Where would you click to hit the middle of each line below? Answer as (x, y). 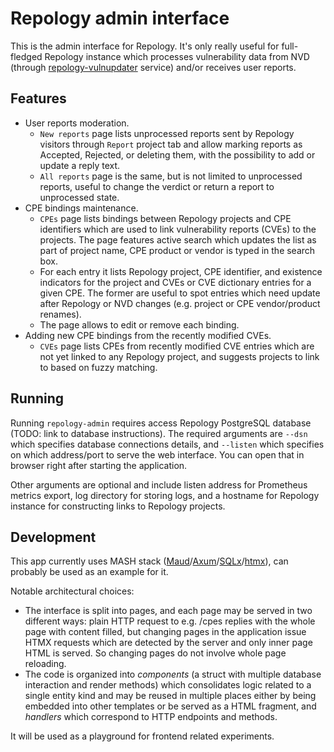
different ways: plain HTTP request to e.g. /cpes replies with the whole (170, 621)
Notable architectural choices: (72, 591)
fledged (26, 56)
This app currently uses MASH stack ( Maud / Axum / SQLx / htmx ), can (149, 561)
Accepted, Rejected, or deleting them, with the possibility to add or (177, 154)
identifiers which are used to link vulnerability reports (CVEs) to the (178, 229)
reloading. (45, 664)
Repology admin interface (120, 18)
